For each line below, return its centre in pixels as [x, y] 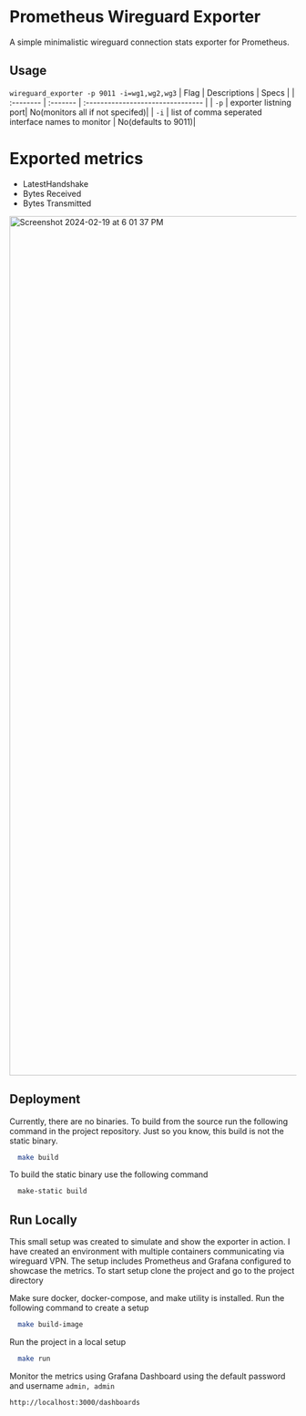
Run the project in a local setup [68, 1341]
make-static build [53, 1192]
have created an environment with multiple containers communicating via [147, 1252]
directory [26, 1281]
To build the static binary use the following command [109, 1174]
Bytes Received [52, 193]
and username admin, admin [62, 1385]
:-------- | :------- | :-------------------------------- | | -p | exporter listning [150, 102]
